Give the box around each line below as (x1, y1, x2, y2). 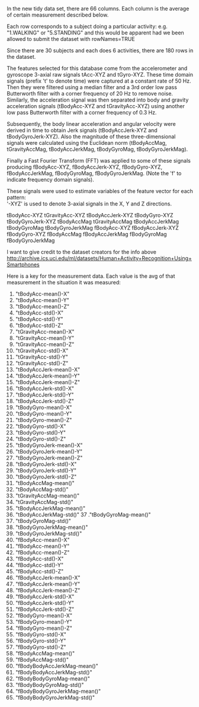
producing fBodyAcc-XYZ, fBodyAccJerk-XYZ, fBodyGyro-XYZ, (7, 163, 163, 170)
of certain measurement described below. (7, 11, 109, 18)
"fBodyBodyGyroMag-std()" (15, 681, 85, 688)
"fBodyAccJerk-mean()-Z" (15, 587, 81, 594)
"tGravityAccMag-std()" (15, 499, 73, 505)
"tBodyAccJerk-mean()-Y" (15, 372, 81, 379)
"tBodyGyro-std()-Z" (15, 436, 66, 442)
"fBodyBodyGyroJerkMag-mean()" (15, 688, 101, 695)
